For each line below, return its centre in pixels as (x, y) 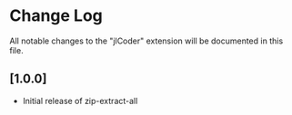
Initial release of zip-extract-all (80, 101)
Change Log (56, 16)
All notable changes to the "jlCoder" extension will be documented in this (146, 41)
